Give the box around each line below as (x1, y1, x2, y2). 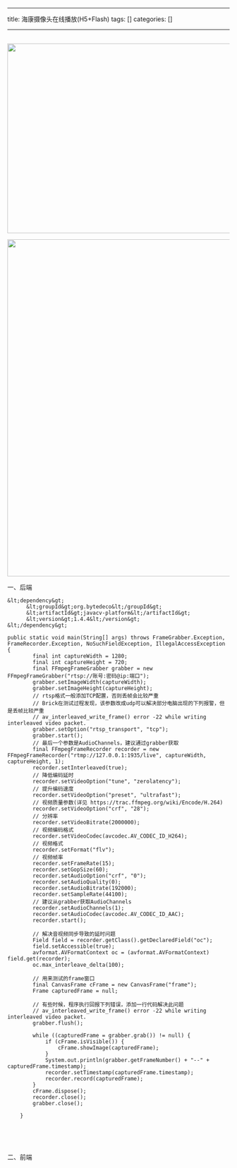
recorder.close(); (32, 1094, 87, 1101)
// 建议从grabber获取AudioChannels (32, 898, 132, 905)
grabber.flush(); (32, 1020, 83, 1027)
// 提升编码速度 (32, 785, 74, 793)
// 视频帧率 (32, 854, 63, 861)
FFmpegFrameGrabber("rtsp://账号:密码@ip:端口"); (7, 673, 150, 680)
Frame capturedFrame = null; (32, 987, 119, 994)
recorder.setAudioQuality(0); (32, 879, 121, 886)
